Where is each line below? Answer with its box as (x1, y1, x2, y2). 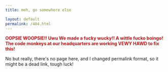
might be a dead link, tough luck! (5, 61, 74, 67)
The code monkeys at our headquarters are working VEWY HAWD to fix (5, 41, 159, 47)
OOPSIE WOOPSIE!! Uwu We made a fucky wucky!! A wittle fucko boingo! (5, 35, 163, 41)
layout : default (5, 16, 40, 22)
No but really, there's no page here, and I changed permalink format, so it (5, 56, 159, 62)
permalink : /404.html (5, 21, 51, 26)
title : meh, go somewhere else (5, 7, 72, 13)
